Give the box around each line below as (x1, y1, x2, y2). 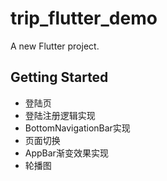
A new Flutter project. (10, 40, 100, 52)
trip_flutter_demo (10, 7, 158, 30)
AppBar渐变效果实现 (24, 147, 109, 159)
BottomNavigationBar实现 (24, 122, 131, 134)
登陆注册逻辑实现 (24, 109, 96, 121)
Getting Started (10, 69, 109, 86)
